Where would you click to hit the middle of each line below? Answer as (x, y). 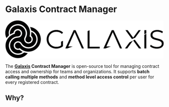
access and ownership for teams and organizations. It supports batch (77, 71)
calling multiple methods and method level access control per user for (80, 77)
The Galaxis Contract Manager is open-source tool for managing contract (82, 66)
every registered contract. (32, 82)
